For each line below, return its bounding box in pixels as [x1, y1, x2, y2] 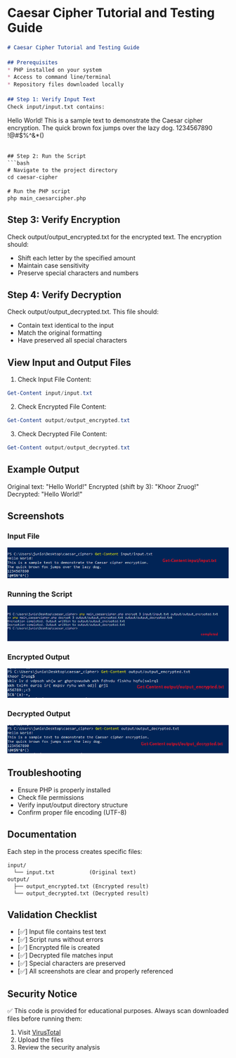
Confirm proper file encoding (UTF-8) [17, 808, 127, 817]
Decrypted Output [7, 708, 71, 718]
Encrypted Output [7, 652, 70, 662]
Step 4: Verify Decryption [7, 289, 122, 301]
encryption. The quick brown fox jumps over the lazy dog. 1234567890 [7, 123, 213, 132]
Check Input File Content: [17, 375, 92, 384]
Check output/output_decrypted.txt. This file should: [7, 307, 159, 316]
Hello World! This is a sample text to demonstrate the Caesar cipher [7, 116, 203, 125]
